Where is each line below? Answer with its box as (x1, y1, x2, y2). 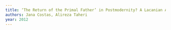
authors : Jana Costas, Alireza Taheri (5, 12, 88, 17)
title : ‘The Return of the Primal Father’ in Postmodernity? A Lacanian (5, 7, 163, 13)
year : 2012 (5, 17, 28, 22)
